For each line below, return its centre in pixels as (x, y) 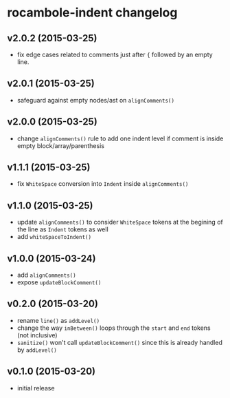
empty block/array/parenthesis (61, 145)
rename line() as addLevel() (58, 320)
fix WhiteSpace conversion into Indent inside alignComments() (103, 184)
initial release (36, 388)
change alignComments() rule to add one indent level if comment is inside (120, 138)
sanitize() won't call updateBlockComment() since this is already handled (120, 342)
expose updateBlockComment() (59, 282)
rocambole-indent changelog (92, 13)
